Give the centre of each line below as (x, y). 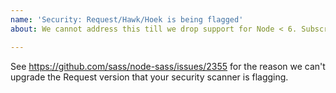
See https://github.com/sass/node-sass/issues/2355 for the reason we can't (168, 66)
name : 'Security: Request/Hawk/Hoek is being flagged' (127, 19)
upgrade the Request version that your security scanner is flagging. (149, 77)
